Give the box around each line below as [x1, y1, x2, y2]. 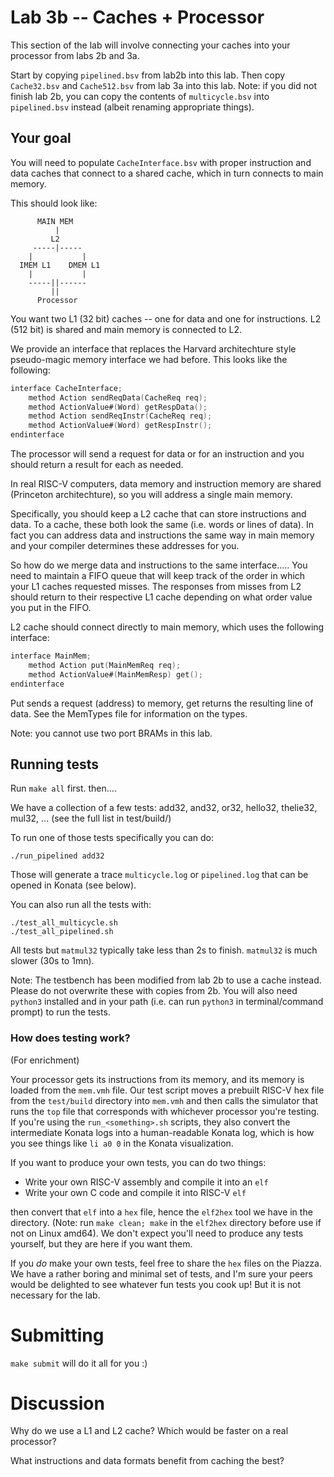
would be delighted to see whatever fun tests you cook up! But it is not [10, 1278, 301, 1290]
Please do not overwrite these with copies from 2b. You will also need [10, 985, 298, 997]
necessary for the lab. [10, 1289, 101, 1301]
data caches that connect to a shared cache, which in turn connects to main [10, 167, 324, 179]
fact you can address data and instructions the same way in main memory [10, 529, 315, 541]
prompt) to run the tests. [10, 1006, 111, 1018]
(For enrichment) [10, 1054, 80, 1066]
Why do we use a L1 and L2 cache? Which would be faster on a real [10, 1425, 289, 1437]
